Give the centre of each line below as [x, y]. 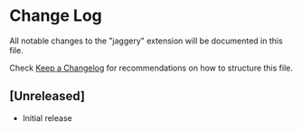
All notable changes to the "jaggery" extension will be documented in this [146, 41]
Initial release [47, 117]
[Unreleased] [47, 96]
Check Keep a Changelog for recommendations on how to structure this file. [151, 68]
